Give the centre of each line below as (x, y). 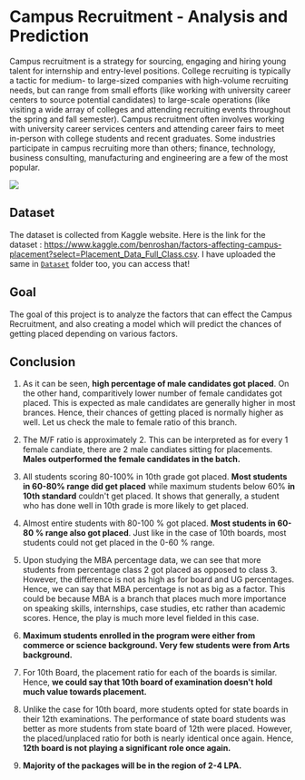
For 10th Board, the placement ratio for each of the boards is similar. (150, 673)
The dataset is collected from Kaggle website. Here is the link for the (138, 234)
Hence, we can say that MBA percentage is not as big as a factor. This (154, 589)
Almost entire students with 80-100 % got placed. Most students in (149, 523)
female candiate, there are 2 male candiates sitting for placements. (148, 449)
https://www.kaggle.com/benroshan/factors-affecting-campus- (163, 244)
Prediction (49, 36)
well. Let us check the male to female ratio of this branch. (130, 422)
